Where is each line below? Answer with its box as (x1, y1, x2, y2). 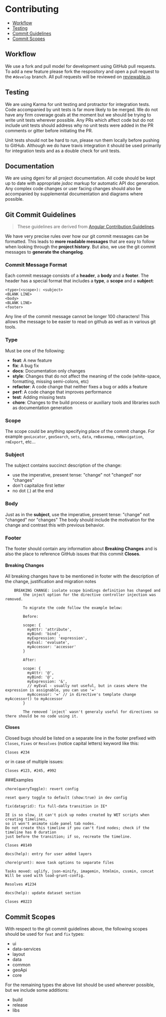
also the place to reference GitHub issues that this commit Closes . (5, 551, 141, 557)
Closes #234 (5, 750, 30, 755)
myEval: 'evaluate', (27, 640, 70, 645)
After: (23, 657, 37, 662)
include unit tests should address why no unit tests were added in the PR (5, 122, 154, 128)
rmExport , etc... (5, 439, 36, 445)
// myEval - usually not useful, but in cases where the (27, 684, 148, 689)
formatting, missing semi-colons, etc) (12, 378, 89, 384)
